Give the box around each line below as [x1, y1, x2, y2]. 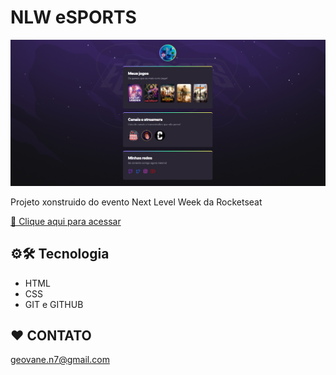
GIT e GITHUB [24, 298, 84, 310]
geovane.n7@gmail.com [10, 354, 110, 366]
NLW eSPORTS [10, 6, 137, 29]
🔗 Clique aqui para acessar [10, 215, 122, 227]
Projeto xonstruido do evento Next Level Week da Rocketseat [10, 196, 263, 208]
